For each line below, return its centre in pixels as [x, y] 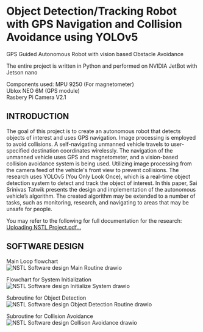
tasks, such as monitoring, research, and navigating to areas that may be [98, 202]
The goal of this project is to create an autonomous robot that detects [94, 131]
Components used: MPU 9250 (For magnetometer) [70, 84]
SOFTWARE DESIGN [45, 246]
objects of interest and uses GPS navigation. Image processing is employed [101, 137]
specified [18, 150]
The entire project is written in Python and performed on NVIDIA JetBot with [102, 66]
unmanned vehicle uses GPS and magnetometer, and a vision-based [92, 157]
